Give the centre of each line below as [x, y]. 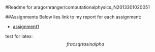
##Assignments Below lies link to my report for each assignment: [73, 17]
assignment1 [26, 26]
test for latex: [19, 36]
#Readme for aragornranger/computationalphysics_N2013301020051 [77, 7]
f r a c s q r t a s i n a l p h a [85, 44]
